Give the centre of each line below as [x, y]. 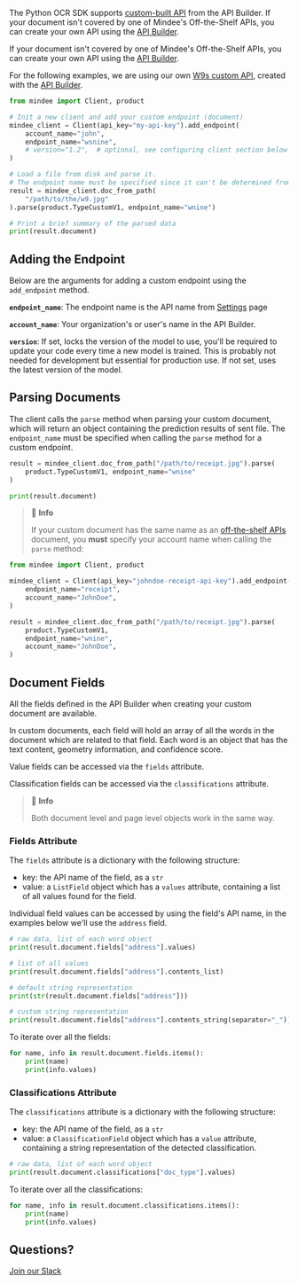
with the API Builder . [46, 85]
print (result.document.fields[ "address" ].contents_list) [117, 971]
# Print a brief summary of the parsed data [93, 223]
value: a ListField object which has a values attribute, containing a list [151, 887]
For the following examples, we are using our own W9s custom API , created [148, 75]
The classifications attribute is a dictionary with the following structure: [143, 1112]
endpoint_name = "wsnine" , [71, 142]
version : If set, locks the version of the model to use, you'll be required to [143, 341]
